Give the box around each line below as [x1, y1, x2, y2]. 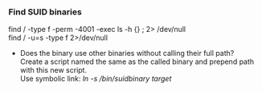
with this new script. [19, 65, 87, 75]
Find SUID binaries [8, 6, 82, 18]
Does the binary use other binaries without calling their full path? [19, 49, 235, 58]
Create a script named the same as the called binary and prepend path [19, 57, 255, 66]
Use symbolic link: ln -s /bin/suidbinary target [19, 74, 172, 84]
